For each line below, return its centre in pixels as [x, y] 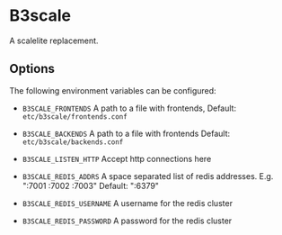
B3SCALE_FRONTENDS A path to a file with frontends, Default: [129, 108]
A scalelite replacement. [54, 41]
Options [32, 69]
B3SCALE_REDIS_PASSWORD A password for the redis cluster [127, 221]
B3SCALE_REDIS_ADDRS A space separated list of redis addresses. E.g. [148, 176]
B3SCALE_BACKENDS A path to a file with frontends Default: [126, 133]
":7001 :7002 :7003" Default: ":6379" [91, 185]
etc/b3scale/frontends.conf [75, 117]
